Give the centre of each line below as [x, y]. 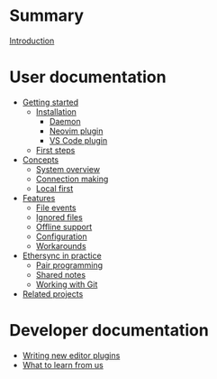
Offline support [64, 226]
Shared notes [61, 274]
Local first [54, 188]
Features [39, 198]
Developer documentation [109, 331]
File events [56, 208]
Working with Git [67, 284]
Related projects [53, 293]
